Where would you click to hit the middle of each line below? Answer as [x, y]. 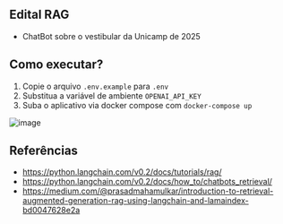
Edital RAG [39, 15]
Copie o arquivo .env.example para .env [95, 86]
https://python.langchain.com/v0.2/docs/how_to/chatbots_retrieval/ [147, 182]
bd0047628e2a [51, 211]
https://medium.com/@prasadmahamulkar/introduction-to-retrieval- [148, 191]
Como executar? [56, 65]
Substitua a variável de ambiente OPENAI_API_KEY [111, 95]
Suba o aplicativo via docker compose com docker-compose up [137, 105]
